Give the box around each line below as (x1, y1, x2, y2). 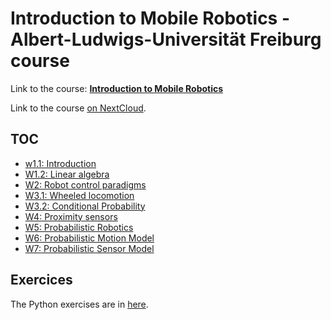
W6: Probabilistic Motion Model (24, 232, 155, 244)
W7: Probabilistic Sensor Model (24, 242, 155, 254)
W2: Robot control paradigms (24, 178, 147, 191)
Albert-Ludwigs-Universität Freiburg (10, 28, 322, 51)
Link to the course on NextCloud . (10, 102, 147, 114)
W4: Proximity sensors (24, 210, 118, 222)
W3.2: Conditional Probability (24, 200, 146, 212)
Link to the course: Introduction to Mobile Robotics (10, 82, 224, 94)
